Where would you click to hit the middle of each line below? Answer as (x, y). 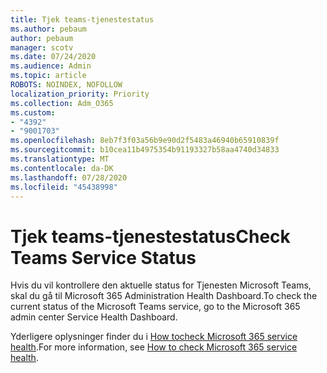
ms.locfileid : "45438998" (64, 187)
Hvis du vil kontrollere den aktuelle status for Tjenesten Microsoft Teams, (161, 285)
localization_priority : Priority (80, 94)
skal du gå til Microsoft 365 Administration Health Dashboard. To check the (164, 296)
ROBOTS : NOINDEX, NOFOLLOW (66, 85)
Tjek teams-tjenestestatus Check (150, 236)
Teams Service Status (103, 257)
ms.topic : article (48, 76)
